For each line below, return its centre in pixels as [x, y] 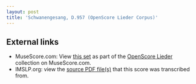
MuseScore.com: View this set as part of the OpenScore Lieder [94, 57]
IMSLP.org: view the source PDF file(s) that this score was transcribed [103, 69]
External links [33, 42]
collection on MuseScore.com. [53, 63]
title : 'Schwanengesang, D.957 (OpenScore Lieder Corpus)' [82, 18]
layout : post [23, 12]
